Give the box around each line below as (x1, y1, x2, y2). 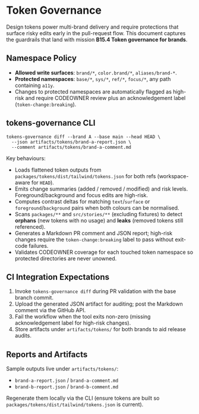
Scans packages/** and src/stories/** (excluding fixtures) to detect (14, 210, 183, 217)
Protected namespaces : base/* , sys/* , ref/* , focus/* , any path (14, 75, 171, 82)
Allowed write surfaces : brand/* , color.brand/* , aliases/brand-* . (14, 69, 177, 76)
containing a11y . (14, 82, 55, 89)
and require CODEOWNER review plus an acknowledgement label (25, 94, 186, 101)
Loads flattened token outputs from (14, 166, 102, 173)
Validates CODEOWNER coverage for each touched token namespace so (14, 248, 194, 256)
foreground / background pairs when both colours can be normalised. (14, 204, 179, 211)
